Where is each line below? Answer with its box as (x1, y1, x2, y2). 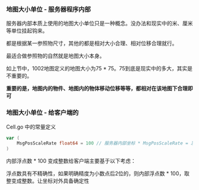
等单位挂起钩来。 (6, 27, 48, 34)
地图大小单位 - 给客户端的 (6, 108, 79, 117)
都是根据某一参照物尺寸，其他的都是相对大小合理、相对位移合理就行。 (6, 40, 178, 47)
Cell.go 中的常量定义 (6, 123, 56, 130)
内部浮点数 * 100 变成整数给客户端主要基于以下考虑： (6, 157, 136, 165)
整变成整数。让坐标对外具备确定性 (6, 178, 89, 185)
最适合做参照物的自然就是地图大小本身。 (6, 52, 105, 60)
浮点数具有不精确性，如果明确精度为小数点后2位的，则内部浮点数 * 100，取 (6, 170, 190, 177)
